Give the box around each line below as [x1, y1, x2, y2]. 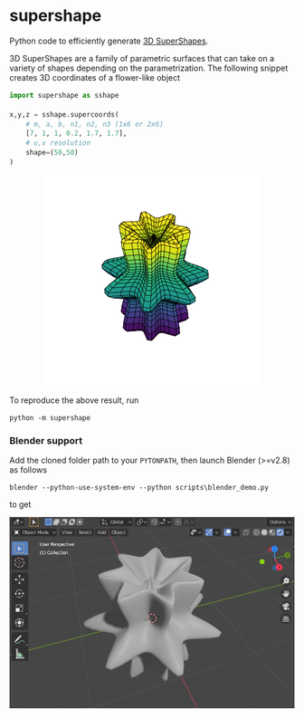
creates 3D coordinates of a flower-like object [9, 72, 181, 82]
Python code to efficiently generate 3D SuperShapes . [9, 35, 209, 46]
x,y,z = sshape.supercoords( [9, 110, 119, 119]
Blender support [9, 434, 83, 446]
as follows [9, 464, 48, 475]
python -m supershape [9, 413, 91, 422]
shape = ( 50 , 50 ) [25, 148, 79, 158]
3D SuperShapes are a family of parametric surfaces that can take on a [9, 53, 274, 63]
